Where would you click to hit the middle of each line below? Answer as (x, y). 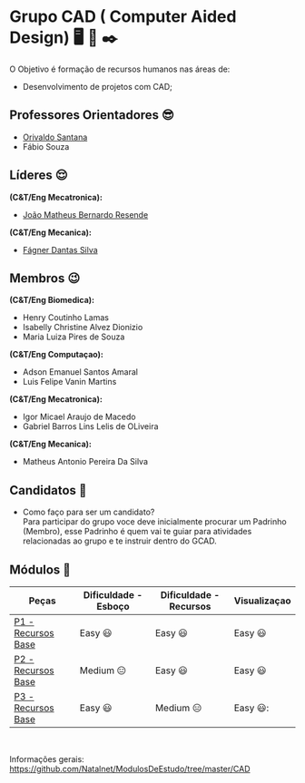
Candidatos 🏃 (49, 490)
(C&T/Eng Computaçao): (57, 355)
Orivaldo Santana (55, 137)
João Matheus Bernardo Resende (85, 214)
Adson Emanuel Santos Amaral (80, 372)
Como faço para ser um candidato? (89, 512)
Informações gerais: (47, 759)
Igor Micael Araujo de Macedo (79, 417)
